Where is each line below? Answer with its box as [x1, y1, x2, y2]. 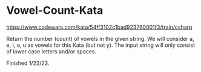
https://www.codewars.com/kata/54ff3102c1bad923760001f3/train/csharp [6, 23, 193, 31]
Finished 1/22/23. [6, 59, 50, 67]
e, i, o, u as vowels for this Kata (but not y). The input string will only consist [6, 41, 196, 49]
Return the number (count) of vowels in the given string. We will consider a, [6, 35, 195, 42]
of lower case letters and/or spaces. [6, 47, 97, 55]
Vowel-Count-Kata [6, 4, 104, 17]
